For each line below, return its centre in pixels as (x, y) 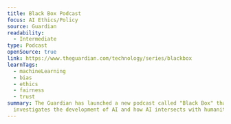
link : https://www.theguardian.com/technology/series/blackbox (100, 59)
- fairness (29, 90)
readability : (26, 33)
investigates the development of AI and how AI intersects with (107, 110)
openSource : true (32, 52)
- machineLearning (40, 71)
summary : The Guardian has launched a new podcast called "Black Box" (110, 103)
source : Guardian (32, 26)
